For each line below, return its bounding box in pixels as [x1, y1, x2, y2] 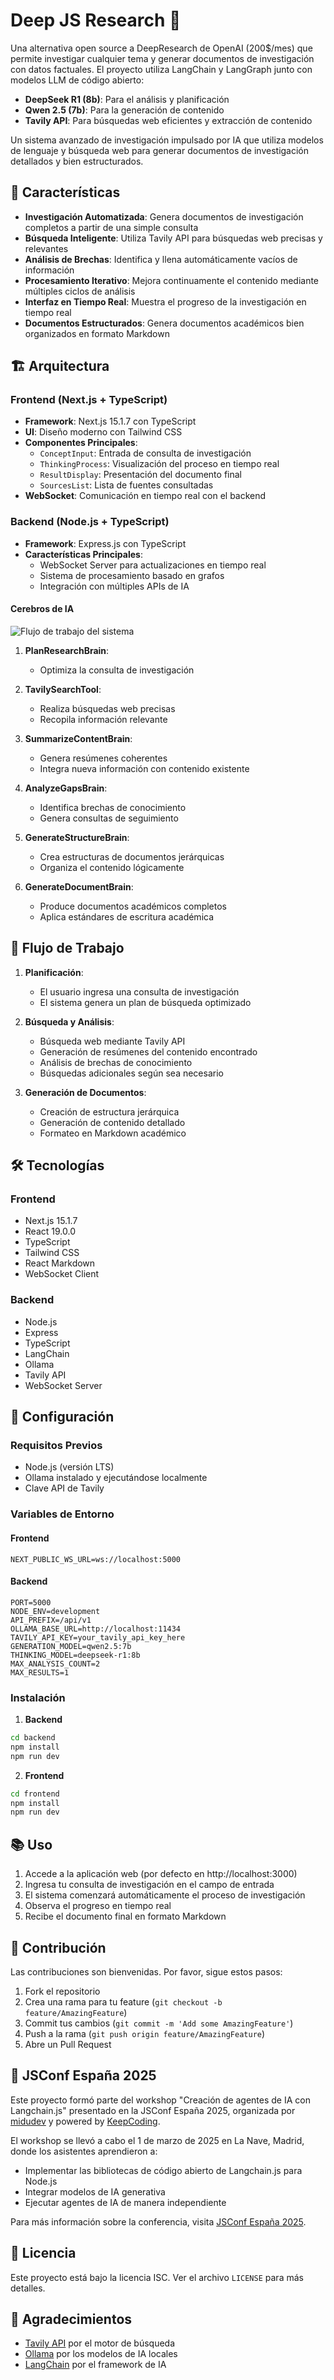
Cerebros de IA [10, 603, 75, 615]
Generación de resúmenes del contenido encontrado [39, 1045, 258, 1058]
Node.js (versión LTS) [24, 1461, 115, 1473]
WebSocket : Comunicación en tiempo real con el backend [24, 490, 267, 502]
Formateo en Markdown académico [39, 1127, 187, 1139]
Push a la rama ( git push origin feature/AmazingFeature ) [24, 2027, 266, 2039]
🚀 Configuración [10, 1409, 115, 1426]
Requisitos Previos [10, 1439, 103, 1453]
